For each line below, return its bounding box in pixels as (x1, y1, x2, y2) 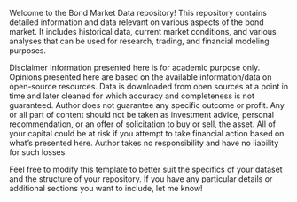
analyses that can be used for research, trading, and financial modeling (9, 35, 270, 46)
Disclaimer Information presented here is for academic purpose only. (9, 62, 261, 73)
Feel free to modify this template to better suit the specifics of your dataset (9, 164, 283, 175)
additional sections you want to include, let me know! (9, 183, 203, 193)
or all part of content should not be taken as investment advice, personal (9, 110, 275, 120)
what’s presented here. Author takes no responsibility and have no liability (9, 137, 279, 148)
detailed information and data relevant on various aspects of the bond (9, 17, 264, 27)
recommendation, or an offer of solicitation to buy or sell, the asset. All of (9, 119, 277, 129)
